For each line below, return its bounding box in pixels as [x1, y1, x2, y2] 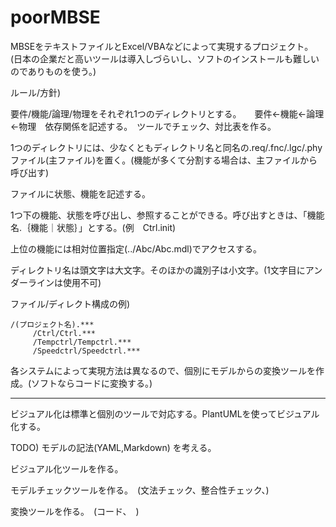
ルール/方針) [10, 86, 62, 98]
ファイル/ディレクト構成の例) [10, 297, 131, 310]
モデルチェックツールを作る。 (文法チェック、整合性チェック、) [10, 484, 270, 496]
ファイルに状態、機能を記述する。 [10, 187, 151, 200]
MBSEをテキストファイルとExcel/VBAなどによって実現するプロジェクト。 [10, 40, 314, 52]
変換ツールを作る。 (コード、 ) [10, 505, 140, 517]
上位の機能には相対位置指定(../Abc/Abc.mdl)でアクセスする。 [10, 242, 263, 255]
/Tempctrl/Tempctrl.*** [32, 337, 132, 347]
